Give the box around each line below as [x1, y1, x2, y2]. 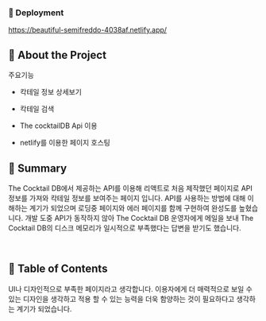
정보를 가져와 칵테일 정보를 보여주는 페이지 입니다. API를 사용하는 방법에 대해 [8, 193, 246, 203]
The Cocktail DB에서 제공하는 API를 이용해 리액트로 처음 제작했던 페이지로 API [8, 183, 253, 193]
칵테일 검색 [19, 104, 55, 114]
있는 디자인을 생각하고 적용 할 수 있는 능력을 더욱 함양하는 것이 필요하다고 [8, 294, 235, 304]
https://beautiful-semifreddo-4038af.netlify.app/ [8, 25, 168, 35]
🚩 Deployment [8, 7, 64, 18]
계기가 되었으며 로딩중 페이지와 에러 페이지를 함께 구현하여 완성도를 [29, 203, 237, 213]
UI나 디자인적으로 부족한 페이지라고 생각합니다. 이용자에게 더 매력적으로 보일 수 [8, 284, 253, 293]
